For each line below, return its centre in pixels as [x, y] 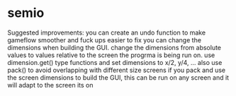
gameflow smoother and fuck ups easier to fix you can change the [105, 40]
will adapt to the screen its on [50, 85]
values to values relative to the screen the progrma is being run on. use [111, 55]
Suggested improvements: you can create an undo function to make [107, 32]
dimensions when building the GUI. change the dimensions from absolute [114, 47]
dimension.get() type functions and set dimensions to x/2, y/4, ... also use [115, 62]
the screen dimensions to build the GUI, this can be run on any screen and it [118, 77]
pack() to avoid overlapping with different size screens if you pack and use [116, 70]
